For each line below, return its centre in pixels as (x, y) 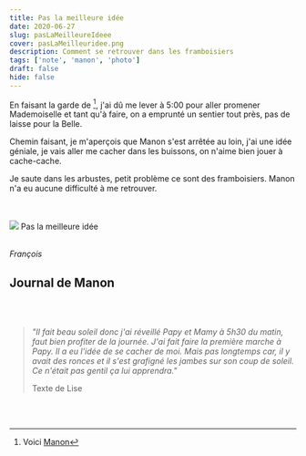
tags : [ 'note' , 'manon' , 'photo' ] (75, 60)
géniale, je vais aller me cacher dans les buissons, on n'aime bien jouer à (146, 151)
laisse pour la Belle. (46, 124)
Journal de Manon (62, 282)
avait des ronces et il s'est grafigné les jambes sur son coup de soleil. (163, 361)
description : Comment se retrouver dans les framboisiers (122, 52)
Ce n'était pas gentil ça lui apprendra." (104, 371)
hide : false (32, 78)
